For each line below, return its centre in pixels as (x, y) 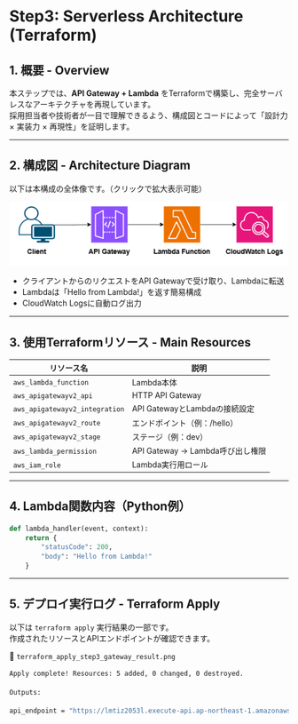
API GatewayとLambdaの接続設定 (193, 409)
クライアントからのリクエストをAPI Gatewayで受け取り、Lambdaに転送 (153, 281)
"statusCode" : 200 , (77, 547)
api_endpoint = (37, 711)
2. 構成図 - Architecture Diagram (100, 166)
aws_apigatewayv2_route (57, 424)
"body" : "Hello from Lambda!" (97, 557)
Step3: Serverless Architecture (126, 16)
